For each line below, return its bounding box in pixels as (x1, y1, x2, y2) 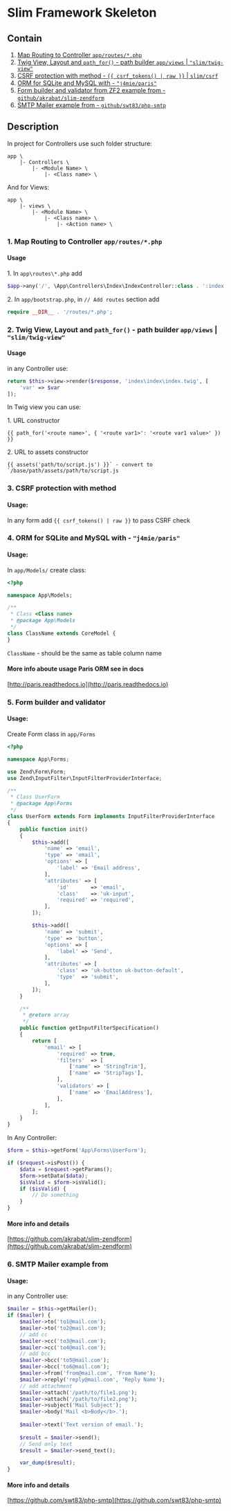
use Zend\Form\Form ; (7, 768, 67, 775)
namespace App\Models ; (7, 592, 73, 599)
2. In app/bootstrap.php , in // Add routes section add (7, 295, 160, 303)
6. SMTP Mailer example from (7, 1260, 109, 1269)
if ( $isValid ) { (19, 1185, 67, 1192)
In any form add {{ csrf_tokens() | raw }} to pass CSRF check (7, 516, 191, 524)
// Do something (32, 1192, 79, 1199)
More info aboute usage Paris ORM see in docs (7, 664, 144, 673)
